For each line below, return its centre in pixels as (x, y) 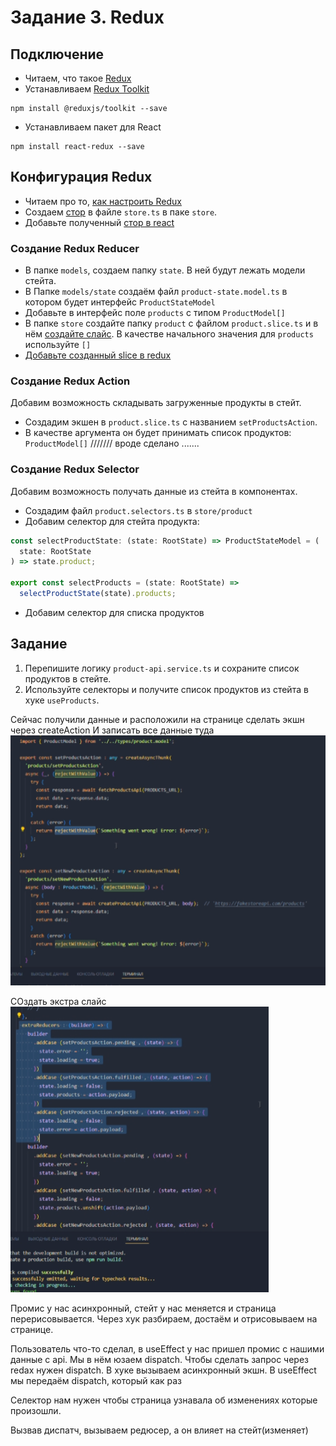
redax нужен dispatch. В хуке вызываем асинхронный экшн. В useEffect (163, 1370)
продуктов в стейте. (68, 678)
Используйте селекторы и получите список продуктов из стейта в (166, 689)
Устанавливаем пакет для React (93, 127)
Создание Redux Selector (75, 469)
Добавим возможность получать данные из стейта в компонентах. (154, 491)
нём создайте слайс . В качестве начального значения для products (169, 334)
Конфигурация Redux (81, 177)
